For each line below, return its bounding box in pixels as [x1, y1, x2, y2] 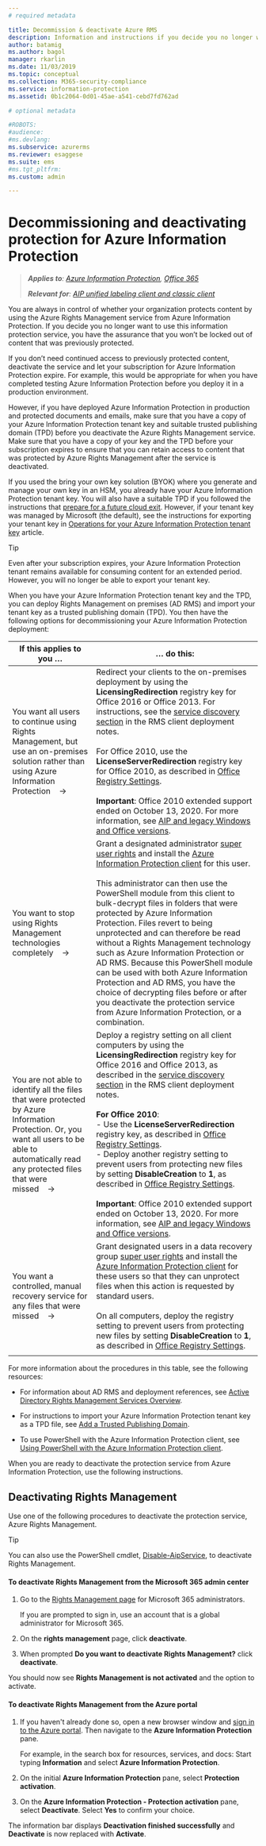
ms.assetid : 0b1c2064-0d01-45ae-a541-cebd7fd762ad [8, 92, 179, 100]
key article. [8, 528, 44, 537]
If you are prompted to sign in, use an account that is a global [19, 1610, 220, 1620]
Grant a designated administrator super [96, 838, 242, 849]
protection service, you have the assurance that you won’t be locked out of [8, 330, 253, 340]
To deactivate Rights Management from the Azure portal [8, 1699, 198, 1709]
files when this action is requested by [96, 1281, 235, 1292]
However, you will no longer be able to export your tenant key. [8, 575, 211, 585]
